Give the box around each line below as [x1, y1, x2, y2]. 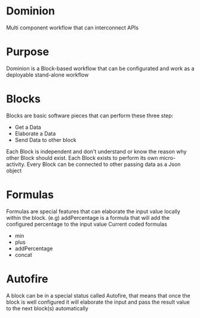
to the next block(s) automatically [6, 304, 88, 312]
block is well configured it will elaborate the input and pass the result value [6, 298, 190, 305]
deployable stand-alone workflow [6, 71, 89, 78]
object [6, 166, 22, 174]
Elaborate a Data [14, 130, 56, 137]
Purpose [6, 45, 50, 59]
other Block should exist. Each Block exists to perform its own [6, 154, 158, 161]
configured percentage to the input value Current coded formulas [6, 220, 167, 228]
